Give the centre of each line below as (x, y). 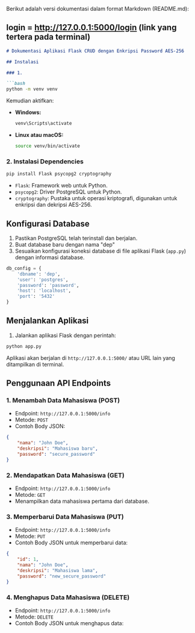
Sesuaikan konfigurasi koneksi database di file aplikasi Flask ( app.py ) (101, 251)
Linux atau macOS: (39, 135)
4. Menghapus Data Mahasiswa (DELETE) (68, 597)
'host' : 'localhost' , (44, 291)
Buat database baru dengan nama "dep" (65, 244)
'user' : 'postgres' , (43, 280)
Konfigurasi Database (48, 223)
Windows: (28, 112)
